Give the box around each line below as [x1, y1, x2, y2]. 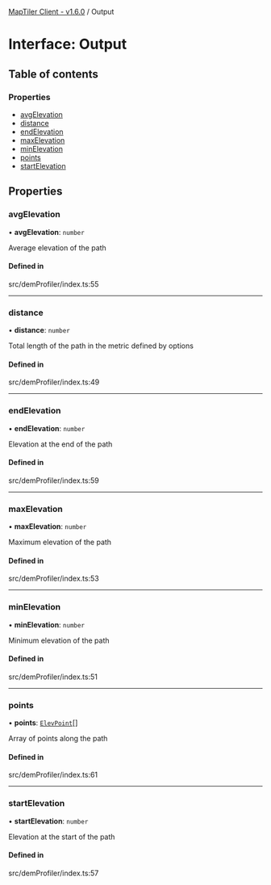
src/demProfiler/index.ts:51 [8, 672, 98, 682]
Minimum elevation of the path [8, 635, 110, 645]
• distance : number [8, 325, 70, 335]
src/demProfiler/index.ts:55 [8, 279, 99, 289]
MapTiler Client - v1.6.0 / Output [8, 7, 115, 16]
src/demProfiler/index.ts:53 [8, 573, 99, 584]
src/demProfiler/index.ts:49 [8, 377, 100, 387]
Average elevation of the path [8, 242, 106, 253]
